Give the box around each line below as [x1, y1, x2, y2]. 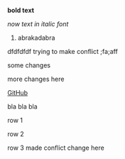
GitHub [7, 89, 28, 97]
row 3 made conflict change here [7, 143, 104, 152]
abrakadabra [17, 33, 55, 42]
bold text [7, 6, 34, 14]
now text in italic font [7, 20, 69, 28]
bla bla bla [7, 102, 38, 111]
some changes [7, 61, 51, 70]
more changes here [7, 75, 65, 83]
